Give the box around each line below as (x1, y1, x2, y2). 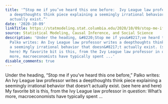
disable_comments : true (5, 58, 55, 63)
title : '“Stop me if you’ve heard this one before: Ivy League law (5, 7, 151, 12)
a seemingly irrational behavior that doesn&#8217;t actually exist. (9, 44, 157, 49)
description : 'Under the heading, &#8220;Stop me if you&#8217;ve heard (5, 35, 160, 40)
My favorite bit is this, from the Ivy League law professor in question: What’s (5, 88, 162, 94)
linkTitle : (5, 26, 28, 31)
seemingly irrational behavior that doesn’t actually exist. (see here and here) (5, 83, 162, 89)
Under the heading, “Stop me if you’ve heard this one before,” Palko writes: (5, 72, 160, 78)
